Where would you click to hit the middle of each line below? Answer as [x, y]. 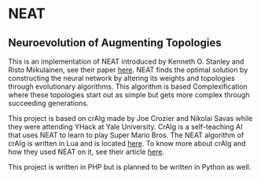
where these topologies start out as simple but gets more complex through [129, 95]
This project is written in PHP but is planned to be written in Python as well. [130, 167]
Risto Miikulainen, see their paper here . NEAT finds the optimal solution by [128, 70]
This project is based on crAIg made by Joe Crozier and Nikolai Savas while [130, 118]
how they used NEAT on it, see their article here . [86, 152]
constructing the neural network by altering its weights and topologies [122, 78]
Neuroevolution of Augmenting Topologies [115, 43]
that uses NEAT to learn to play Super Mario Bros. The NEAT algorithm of [126, 135]
